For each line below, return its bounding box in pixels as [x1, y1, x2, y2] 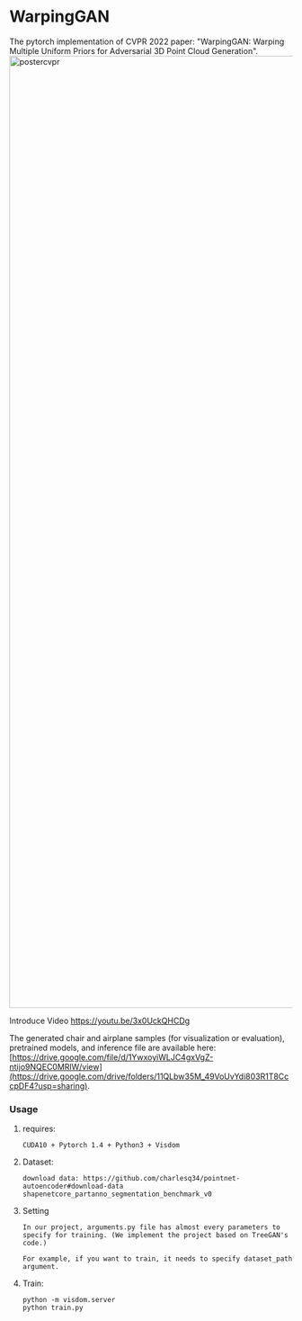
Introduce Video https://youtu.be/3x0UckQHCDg [9, 1015, 191, 1026]
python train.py [22, 1303, 84, 1313]
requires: [22, 1123, 56, 1135]
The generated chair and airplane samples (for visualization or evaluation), [9, 1032, 285, 1043]
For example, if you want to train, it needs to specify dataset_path [22, 1254, 293, 1263]
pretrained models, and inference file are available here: [9, 1042, 217, 1053]
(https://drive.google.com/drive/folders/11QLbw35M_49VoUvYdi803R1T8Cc [9, 1071, 289, 1082]
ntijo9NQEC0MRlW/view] [9, 1061, 103, 1072]
